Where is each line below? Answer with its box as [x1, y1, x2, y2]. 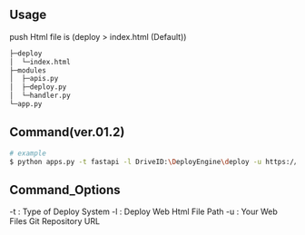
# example [9, 149, 47, 158]
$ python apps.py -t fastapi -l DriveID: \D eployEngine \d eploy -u [9, 157, 261, 166]
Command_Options [9, 181, 121, 198]
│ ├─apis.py [9, 74, 59, 83]
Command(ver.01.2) [9, 124, 125, 140]
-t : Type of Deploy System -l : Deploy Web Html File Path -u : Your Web [9, 206, 279, 217]
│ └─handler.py [9, 91, 71, 101]
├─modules [9, 65, 47, 75]
